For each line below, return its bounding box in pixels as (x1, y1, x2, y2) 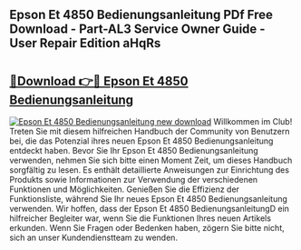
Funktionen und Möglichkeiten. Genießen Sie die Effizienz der (9, 184, 240, 195)
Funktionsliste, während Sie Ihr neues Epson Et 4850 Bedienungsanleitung (9, 194, 288, 204)
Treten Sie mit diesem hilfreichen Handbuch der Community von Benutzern (9, 126, 290, 136)
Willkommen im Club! (212, 116, 293, 126)
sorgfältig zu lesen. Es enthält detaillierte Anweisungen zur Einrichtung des (9, 165, 290, 175)
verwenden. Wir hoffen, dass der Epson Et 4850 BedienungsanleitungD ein (9, 204, 290, 214)
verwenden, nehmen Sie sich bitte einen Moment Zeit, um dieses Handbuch (9, 155, 293, 165)
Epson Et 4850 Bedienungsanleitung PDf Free (9, 7, 274, 23)
